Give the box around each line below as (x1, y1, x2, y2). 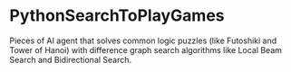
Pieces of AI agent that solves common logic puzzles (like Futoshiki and (9, 35, 277, 46)
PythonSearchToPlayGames (9, 5, 225, 26)
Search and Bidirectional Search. (9, 54, 132, 65)
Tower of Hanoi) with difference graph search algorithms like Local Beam (9, 44, 283, 55)
